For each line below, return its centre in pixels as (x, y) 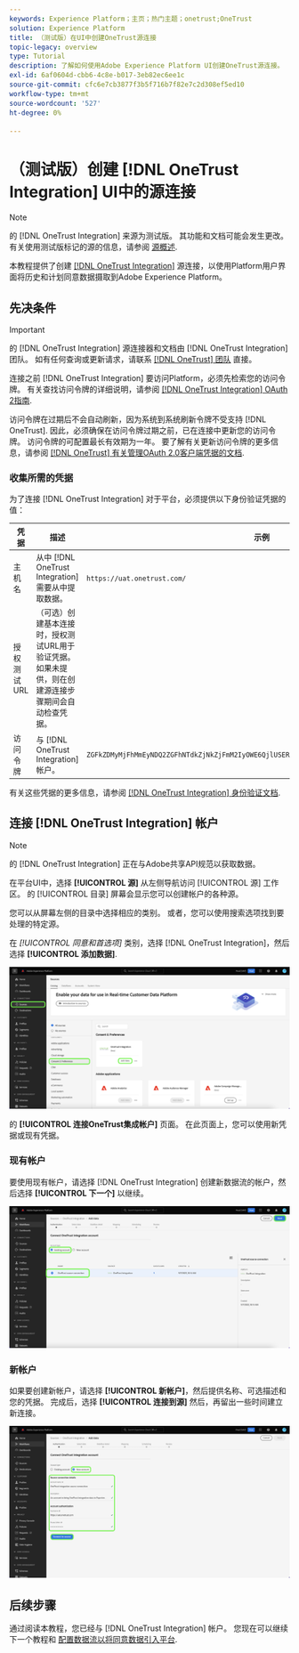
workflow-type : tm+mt (49, 93)
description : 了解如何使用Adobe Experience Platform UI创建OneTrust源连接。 (147, 66)
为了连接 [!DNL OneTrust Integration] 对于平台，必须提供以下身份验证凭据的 (148, 499)
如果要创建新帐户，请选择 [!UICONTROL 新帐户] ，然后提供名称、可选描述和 (148, 1391)
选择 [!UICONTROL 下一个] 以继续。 (82, 1193)
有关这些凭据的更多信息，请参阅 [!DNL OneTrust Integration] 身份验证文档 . (145, 793)
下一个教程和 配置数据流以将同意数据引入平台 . (93, 1640)
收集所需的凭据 (41, 478)
